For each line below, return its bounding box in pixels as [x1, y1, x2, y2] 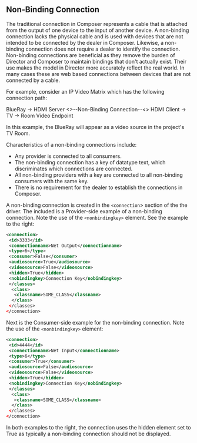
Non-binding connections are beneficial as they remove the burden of [6, 51, 175, 58]
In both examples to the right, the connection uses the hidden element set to [6, 424, 191, 431]
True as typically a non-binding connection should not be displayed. [6, 430, 171, 438]
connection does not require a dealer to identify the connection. [25, 45, 181, 52]
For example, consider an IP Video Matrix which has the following [6, 88, 165, 95]
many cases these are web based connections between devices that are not [6, 70, 191, 77]
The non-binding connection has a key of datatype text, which [14, 158, 166, 166]
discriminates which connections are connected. [14, 165, 133, 172]
